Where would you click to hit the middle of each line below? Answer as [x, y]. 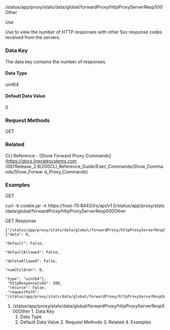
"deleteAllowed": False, [31, 261]
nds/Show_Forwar [24, 172]
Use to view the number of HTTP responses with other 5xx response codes [84, 32]
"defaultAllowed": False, [32, 252]
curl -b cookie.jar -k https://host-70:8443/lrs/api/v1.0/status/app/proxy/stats [85, 205]
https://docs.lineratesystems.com [42, 161]
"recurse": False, [27, 287]
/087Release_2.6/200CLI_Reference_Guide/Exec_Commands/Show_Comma [84, 166]
